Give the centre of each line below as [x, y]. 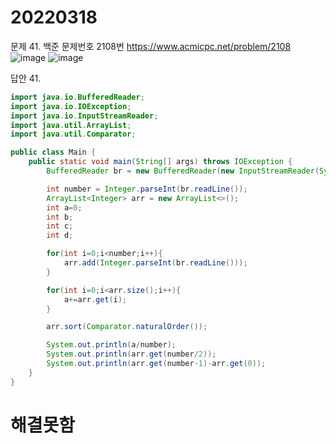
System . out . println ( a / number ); [111, 345]
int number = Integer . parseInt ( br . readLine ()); [147, 189]
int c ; [60, 226]
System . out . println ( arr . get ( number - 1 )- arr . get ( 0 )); [156, 364]
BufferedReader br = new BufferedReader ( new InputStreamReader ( [183, 171]
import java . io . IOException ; [71, 106]
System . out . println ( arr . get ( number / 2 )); [131, 354]
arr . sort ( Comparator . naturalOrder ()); [127, 327]
